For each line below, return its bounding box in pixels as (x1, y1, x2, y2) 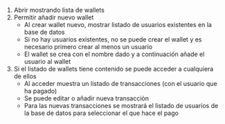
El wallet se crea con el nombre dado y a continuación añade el (24, 50, 205, 58)
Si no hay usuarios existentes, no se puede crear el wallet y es (24, 35, 202, 44)
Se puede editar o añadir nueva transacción (24, 94, 150, 103)
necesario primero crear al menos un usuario (24, 43, 153, 51)
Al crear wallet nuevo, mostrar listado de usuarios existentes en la (24, 21, 213, 28)
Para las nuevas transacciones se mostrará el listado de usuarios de (24, 102, 219, 109)
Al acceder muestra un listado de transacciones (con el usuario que (24, 80, 217, 87)
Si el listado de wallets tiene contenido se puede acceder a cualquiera (13, 65, 214, 73)
